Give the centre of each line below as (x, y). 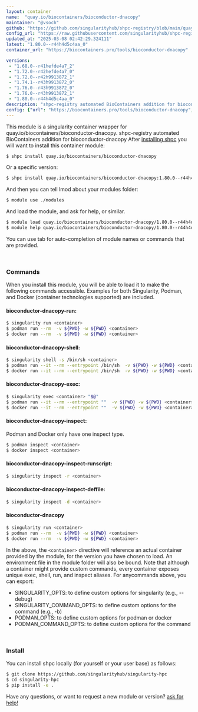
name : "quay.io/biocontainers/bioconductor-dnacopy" (74, 17)
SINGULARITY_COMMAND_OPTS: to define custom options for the (95, 605)
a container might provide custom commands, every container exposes (93, 568)
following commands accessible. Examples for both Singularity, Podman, (94, 291)
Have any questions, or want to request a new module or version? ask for (95, 696)
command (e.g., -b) (38, 611)
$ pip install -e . (30, 685)
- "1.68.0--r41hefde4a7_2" (42, 66)
